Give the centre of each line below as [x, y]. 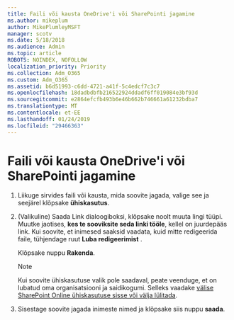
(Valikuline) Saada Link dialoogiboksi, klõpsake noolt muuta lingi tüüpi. [120, 217]
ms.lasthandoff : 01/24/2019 [49, 119]
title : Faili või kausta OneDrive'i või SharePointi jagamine [101, 14]
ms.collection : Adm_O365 [44, 73]
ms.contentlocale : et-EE [44, 113]
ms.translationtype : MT [43, 106]
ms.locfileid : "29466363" [45, 126]
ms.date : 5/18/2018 [36, 40]
